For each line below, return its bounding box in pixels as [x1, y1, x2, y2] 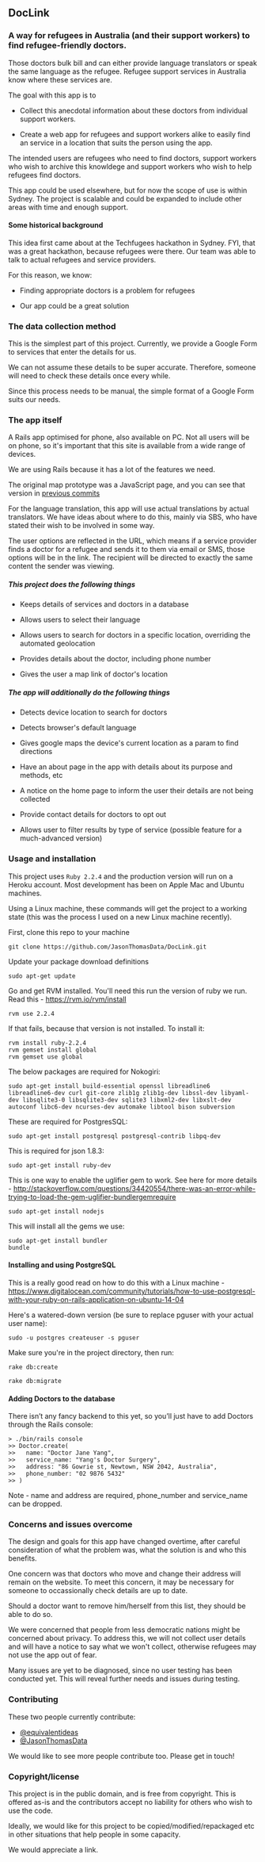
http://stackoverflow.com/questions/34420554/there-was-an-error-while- [13, 1183, 256, 1193]
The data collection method [8, 320, 116, 331]
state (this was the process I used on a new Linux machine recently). [8, 912, 232, 921]
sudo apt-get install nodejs [8, 1207, 104, 1216]
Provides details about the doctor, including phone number [19, 654, 211, 664]
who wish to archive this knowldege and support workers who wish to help [8, 162, 252, 171]
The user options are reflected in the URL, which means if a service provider [8, 536, 257, 546]
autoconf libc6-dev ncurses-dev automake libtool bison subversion [8, 1102, 236, 1111]
